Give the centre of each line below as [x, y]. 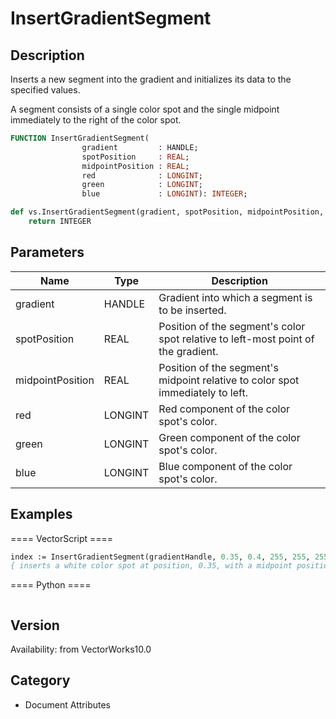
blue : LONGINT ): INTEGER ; [164, 194]
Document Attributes [67, 704]
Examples [41, 514]
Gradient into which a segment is [235, 297]
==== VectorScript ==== [62, 538]
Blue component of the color [225, 466]
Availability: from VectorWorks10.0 [81, 649]
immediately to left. [203, 392]
